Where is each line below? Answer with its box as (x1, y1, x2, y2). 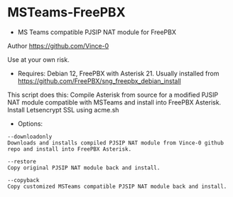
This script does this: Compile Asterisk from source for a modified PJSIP (7, 90, 219, 99)
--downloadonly (7, 133, 53, 140)
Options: (17, 119, 43, 128)
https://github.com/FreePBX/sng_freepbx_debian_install (17, 76, 181, 85)
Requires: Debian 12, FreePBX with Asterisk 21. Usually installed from (17, 69, 220, 78)
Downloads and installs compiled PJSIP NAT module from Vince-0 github (7, 139, 224, 147)
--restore (7, 158, 37, 165)
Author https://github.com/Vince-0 (7, 41, 109, 50)
